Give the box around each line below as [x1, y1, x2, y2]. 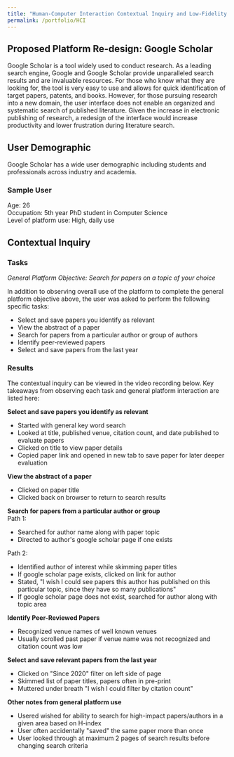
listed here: [7, 394, 40, 403]
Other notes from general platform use [7, 698, 122, 706]
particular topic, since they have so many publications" [17, 585, 177, 594]
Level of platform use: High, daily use [7, 216, 115, 225]
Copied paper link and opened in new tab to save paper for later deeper [17, 451, 225, 460]
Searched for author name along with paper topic [17, 528, 160, 536]
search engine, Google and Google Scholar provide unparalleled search [7, 69, 214, 77]
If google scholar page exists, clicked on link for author [17, 570, 177, 578]
